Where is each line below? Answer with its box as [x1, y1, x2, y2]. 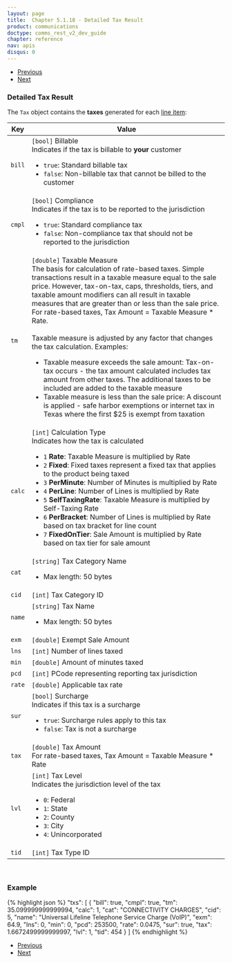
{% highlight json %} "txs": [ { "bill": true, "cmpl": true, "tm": [7, 899, 178, 907]
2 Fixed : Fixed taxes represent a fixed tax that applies [43, 461, 216, 470]
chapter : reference [7, 36, 64, 43]
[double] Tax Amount [31, 742, 101, 752]
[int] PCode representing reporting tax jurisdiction [31, 669, 198, 679]
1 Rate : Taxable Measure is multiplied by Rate [43, 452, 191, 461]
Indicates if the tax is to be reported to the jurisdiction [31, 205, 205, 214]
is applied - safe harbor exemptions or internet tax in [43, 401, 215, 410]
